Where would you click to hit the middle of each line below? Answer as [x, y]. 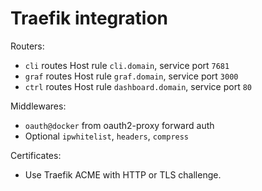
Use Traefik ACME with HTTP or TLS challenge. [123, 174]
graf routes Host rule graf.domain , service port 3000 [131, 76]
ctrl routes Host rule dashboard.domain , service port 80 [138, 86]
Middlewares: [38, 106]
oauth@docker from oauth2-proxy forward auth [119, 125]
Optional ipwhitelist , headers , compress [107, 136]
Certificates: [36, 155]
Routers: [27, 46]
